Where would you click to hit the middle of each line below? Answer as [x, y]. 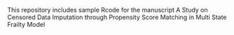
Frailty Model [26, 24]
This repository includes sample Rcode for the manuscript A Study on [108, 10]
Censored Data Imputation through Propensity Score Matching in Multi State [117, 17]
